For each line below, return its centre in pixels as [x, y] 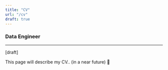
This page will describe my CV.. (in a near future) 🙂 [57, 62]
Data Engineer [23, 36]
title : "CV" [17, 10]
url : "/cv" [16, 14]
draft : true [17, 19]
